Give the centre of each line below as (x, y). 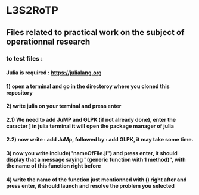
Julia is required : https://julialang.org (54, 73)
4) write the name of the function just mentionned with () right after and (97, 180)
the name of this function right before (54, 166)
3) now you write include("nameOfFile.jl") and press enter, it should (92, 153)
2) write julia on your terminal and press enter (64, 106)
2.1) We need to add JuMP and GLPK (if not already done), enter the (91, 119)
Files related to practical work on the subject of (95, 32)
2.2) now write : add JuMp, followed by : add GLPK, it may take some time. (100, 140)
